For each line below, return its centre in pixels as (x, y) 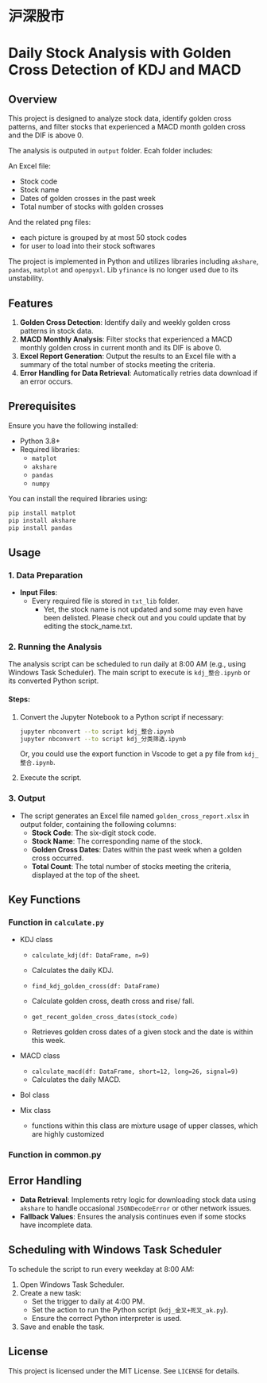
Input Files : (39, 593)
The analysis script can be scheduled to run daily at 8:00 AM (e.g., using (127, 664)
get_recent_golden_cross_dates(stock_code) (105, 1018)
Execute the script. (50, 778)
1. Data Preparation (46, 575)
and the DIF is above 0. (46, 135)
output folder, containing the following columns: (98, 824)
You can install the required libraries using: (78, 498)
